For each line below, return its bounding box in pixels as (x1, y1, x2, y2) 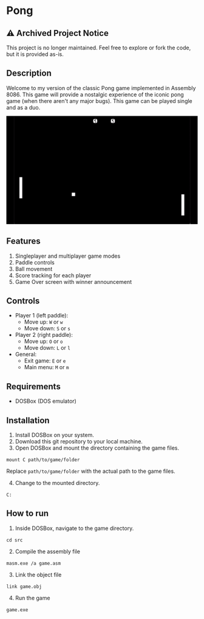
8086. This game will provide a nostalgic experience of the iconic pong (6, 91, 184, 98)
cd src (6, 537, 23, 543)
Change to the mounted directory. (15, 479, 100, 486)
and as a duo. (6, 104, 41, 111)
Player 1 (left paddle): (15, 312, 69, 319)
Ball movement (15, 265, 53, 272)
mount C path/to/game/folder (6, 456, 80, 463)
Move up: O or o (24, 338, 63, 345)
